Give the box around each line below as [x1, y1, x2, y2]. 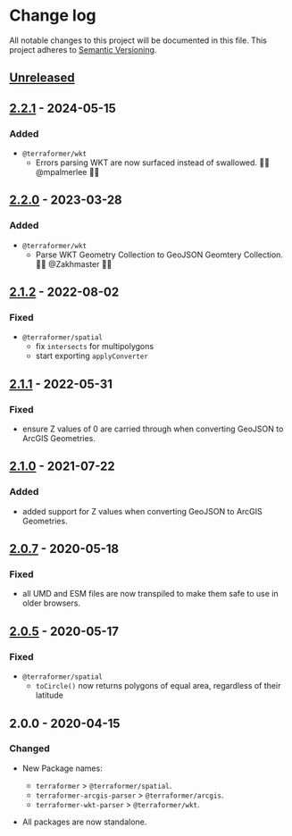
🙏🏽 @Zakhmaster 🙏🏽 [35, 258, 113, 269]
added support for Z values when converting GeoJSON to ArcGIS [21, 506, 263, 516]
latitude [35, 690, 64, 701]
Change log [9, 5, 96, 26]
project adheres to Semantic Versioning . [9, 44, 157, 54]
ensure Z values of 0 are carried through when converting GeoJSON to [21, 423, 284, 434]
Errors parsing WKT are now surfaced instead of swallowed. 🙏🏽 [35, 157, 271, 168]
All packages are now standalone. [21, 816, 147, 827]
